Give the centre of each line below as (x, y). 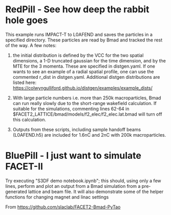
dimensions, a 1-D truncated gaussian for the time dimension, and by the (89, 60)
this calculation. (29, 119)
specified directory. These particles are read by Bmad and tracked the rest (84, 40)
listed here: (25, 82)
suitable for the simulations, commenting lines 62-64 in (71, 109)
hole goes (27, 20)
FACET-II (24, 167)
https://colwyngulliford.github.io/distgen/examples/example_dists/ (82, 88)
